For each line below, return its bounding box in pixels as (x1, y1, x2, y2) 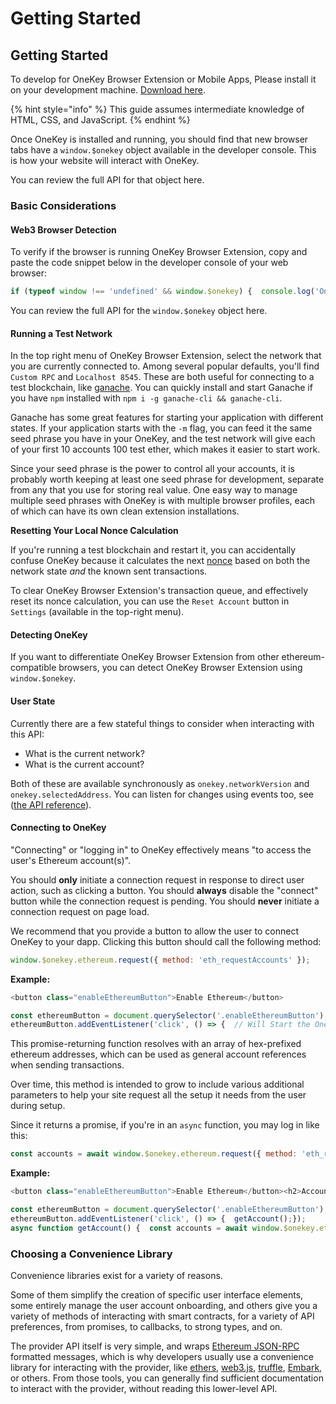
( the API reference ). (10, 798, 92, 811)
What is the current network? (24, 747, 145, 759)
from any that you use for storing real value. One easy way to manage (10, 484, 298, 496)
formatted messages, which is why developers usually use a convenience (10, 1350, 314, 1362)
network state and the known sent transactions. (10, 565, 208, 577)
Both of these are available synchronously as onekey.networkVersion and (10, 777, 310, 789)
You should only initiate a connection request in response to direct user (10, 873, 305, 886)
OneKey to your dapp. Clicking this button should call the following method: (10, 935, 322, 947)
